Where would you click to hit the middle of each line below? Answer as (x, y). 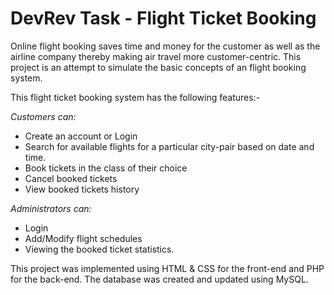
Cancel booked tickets (71, 178)
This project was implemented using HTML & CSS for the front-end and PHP (167, 268)
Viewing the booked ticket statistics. (99, 249)
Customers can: (43, 116)
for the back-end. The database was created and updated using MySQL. (159, 279)
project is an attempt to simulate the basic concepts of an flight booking (158, 67)
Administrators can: (51, 208)
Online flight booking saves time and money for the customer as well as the (165, 46)
